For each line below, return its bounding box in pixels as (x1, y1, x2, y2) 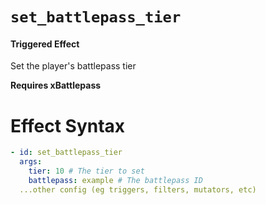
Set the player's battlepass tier (10, 60, 137, 72)
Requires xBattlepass (10, 79, 102, 92)
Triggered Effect (10, 38, 80, 50)
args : (19, 157, 43, 167)
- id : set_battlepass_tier (10, 148, 123, 158)
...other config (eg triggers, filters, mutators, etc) (19, 184, 257, 195)
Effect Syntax (10, 114, 126, 137)
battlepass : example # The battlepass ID (28, 175, 203, 185)
